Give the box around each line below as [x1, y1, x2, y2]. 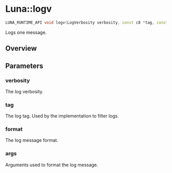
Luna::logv [5, 3, 52, 15]
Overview [5, 44, 37, 53]
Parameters [5, 61, 44, 70]
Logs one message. [5, 29, 47, 35]
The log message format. [5, 137, 58, 143]
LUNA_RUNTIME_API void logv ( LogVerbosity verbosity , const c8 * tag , [5, 20, 155, 25]
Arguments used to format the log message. [5, 162, 98, 168]
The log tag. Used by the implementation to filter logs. [5, 113, 119, 119]
